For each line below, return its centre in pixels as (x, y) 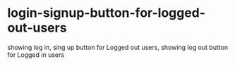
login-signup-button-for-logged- (107, 13)
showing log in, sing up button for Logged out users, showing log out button (117, 47)
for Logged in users (36, 55)
